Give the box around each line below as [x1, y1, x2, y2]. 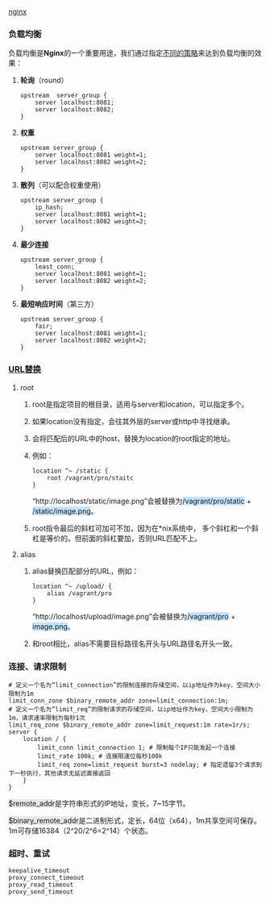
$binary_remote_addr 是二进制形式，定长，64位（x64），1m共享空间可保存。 [8, 815, 262, 825]
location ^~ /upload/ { [31, 582, 113, 590]
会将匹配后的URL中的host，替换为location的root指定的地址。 [31, 433, 235, 443]
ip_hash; [35, 203, 64, 212]
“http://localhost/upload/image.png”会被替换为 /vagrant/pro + [31, 611, 236, 621]
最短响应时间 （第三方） [19, 299, 98, 309]
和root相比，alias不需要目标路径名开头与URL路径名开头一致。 [31, 639, 238, 648]
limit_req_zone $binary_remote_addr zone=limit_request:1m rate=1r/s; [8, 721, 251, 729]
